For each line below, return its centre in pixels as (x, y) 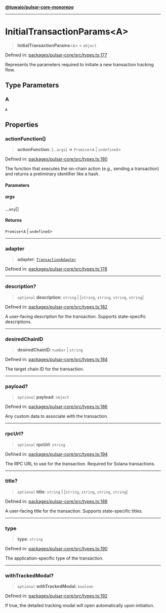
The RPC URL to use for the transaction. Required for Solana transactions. (80, 463)
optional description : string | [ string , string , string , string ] (81, 297)
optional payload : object (43, 397)
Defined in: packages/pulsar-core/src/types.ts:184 (56, 359)
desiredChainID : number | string (50, 350)
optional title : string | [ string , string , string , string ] (72, 491)
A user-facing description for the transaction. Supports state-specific (76, 316)
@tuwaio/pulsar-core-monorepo (40, 7)
